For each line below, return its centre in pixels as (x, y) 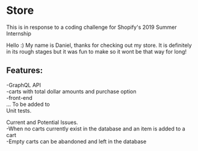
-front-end (20, 97)
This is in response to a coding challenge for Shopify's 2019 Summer (91, 27)
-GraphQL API (23, 85)
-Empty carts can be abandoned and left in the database (76, 141)
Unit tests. (19, 110)
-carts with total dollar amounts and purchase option (71, 91)
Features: (25, 71)
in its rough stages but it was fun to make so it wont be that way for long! (97, 51)
